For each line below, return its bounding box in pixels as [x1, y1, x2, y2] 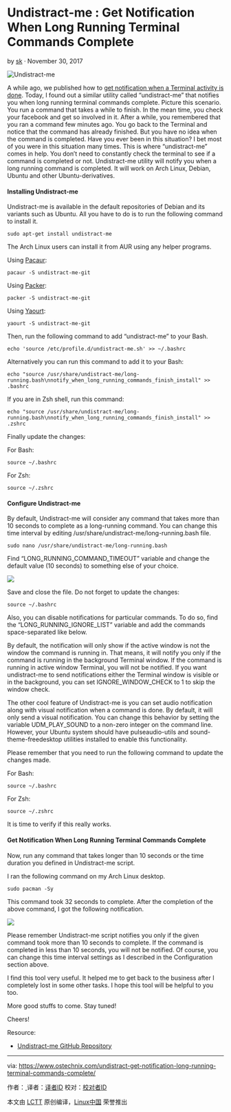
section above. [7, 960, 49, 969]
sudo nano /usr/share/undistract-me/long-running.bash [7, 542, 168, 549]
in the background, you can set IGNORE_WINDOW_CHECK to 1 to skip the [7, 678, 215, 686]
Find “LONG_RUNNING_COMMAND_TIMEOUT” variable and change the [7, 555, 210, 563]
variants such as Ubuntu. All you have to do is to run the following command [7, 210, 223, 218]
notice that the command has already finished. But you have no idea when [7, 127, 218, 136]
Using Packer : [7, 281, 47, 290]
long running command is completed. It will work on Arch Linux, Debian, [7, 164, 211, 172]
